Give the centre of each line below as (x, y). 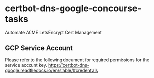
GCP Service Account (39, 48)
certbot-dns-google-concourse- (73, 9)
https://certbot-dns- (69, 65)
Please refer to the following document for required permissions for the (77, 60)
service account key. (26, 65)
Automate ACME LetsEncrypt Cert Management (53, 32)
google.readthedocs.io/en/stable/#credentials (52, 70)
